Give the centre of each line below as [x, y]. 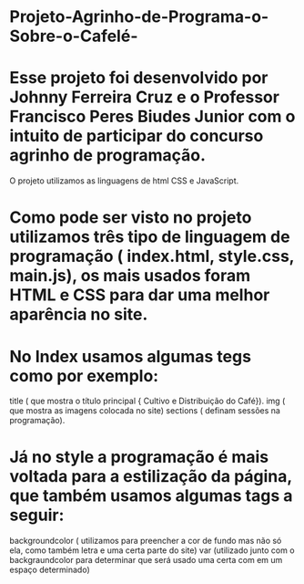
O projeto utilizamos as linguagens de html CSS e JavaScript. [124, 181]
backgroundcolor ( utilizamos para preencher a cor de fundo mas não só [146, 541]
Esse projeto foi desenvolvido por [139, 78]
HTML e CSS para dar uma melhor [140, 295]
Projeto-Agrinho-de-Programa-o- [139, 17]
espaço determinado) [50, 570]
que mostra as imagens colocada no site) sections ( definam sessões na [145, 411]
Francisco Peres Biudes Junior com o [152, 117]
